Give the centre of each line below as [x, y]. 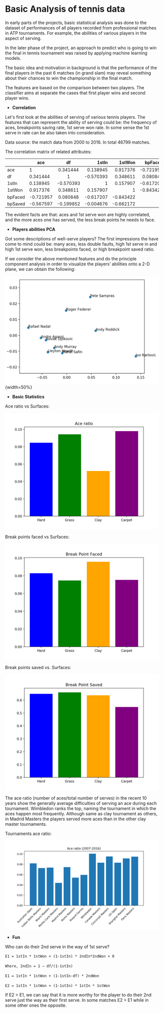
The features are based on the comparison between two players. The [75, 87]
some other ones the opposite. [36, 1005]
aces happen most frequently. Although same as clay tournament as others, [81, 813]
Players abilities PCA [34, 230]
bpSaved [16, 204]
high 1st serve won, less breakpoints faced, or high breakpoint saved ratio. [80, 249]
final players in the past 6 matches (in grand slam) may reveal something [78, 73]
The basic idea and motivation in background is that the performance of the [81, 68]
